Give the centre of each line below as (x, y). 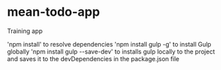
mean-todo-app (54, 12)
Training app (25, 31)
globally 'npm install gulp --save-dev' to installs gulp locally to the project (111, 51)
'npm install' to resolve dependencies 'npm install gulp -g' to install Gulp (109, 44)
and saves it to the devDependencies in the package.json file (93, 58)
